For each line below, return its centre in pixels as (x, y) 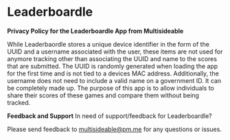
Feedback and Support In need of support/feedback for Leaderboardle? (110, 116)
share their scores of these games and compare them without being (103, 95)
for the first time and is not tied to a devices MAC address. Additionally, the (113, 73)
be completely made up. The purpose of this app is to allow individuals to (111, 88)
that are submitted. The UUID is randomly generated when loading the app (113, 66)
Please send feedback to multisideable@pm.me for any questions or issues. (114, 129)
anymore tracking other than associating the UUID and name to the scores (112, 58)
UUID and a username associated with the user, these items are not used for (115, 51)
